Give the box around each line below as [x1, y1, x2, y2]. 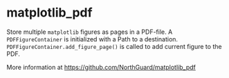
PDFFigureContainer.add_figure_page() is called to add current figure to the [6, 42, 222, 50]
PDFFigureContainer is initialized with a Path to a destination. [6, 35, 178, 43]
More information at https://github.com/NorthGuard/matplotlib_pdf [6, 63, 196, 71]
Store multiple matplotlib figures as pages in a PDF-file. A [6, 28, 173, 36]
